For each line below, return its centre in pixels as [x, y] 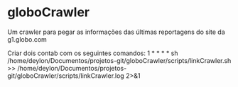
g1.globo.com [27, 39]
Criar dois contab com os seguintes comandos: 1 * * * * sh [93, 53]
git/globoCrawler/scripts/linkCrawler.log [66, 76]
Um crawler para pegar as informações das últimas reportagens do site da [116, 32]
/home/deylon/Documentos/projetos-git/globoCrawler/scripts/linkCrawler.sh [119, 60]
